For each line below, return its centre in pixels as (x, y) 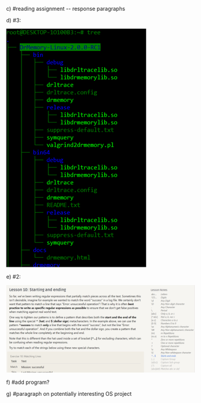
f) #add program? (28, 382)
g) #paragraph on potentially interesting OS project (69, 394)
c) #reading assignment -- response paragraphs (66, 9)
